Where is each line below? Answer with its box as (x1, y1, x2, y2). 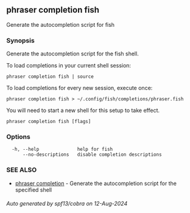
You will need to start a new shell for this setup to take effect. (6, 106, 160, 114)
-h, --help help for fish (12, 146, 113, 153)
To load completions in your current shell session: (6, 62, 132, 69)
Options (6, 133, 30, 141)
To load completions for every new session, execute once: (6, 85, 153, 92)
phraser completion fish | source (6, 74, 94, 80)
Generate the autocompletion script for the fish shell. (6, 50, 139, 57)
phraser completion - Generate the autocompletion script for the (15, 180, 177, 187)
